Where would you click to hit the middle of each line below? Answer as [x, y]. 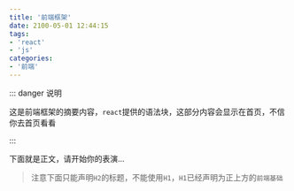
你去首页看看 [32, 122]
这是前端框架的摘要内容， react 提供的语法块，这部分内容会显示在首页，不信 [147, 111]
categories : [31, 58]
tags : [19, 34]
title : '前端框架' [41, 17]
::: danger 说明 [35, 93]
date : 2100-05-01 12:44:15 [59, 26]
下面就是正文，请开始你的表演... [67, 158]
